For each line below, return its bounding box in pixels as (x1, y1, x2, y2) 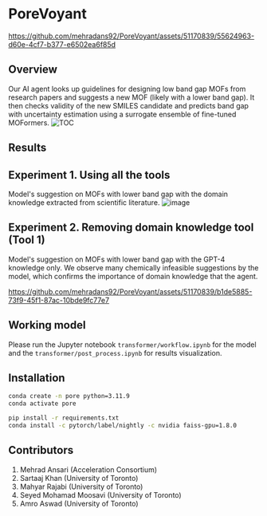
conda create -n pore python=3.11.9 (8, 392, 130, 400)
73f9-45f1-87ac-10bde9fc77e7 (8, 295, 110, 305)
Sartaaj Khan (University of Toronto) (19, 473, 139, 483)
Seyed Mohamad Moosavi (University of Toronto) (19, 490, 182, 499)
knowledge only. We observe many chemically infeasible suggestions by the (8, 262, 259, 272)
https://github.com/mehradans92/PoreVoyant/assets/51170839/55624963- (8, 31, 255, 41)
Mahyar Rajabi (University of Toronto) (19, 482, 143, 491)
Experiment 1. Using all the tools (8, 168, 171, 182)
